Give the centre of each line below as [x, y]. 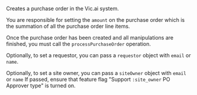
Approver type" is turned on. [41, 86]
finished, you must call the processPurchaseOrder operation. [78, 44]
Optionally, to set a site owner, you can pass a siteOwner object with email [96, 73]
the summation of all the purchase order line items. [68, 26]
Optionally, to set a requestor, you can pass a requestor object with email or [98, 55]
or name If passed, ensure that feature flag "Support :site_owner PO [88, 79]
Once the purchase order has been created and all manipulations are [90, 37]
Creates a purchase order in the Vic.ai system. [63, 9]
